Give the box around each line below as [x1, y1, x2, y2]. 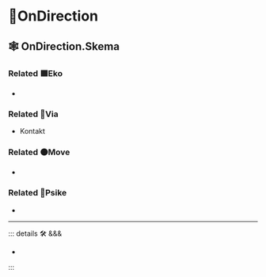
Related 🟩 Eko [8, 67, 63, 78]
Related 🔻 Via [8, 108, 59, 120]
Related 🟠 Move [8, 146, 70, 157]
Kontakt [19, 127, 46, 136]
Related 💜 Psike [8, 188, 67, 199]
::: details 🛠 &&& [8, 229, 63, 238]
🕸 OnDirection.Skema [8, 40, 120, 53]
